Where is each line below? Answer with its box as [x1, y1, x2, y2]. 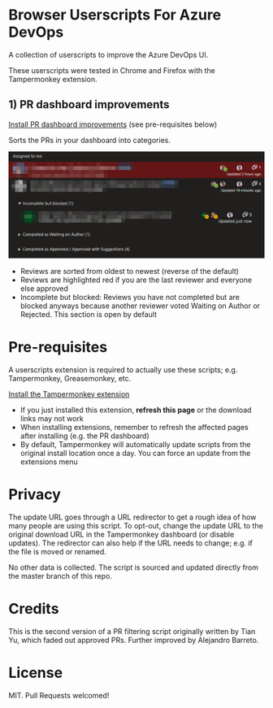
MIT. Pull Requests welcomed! [8, 690, 110, 700]
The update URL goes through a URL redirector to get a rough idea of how [8, 512, 257, 522]
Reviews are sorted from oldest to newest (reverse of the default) [19, 266, 240, 276]
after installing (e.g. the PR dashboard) [19, 431, 150, 441]
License [8, 663, 63, 682]
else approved [19, 283, 69, 293]
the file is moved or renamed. [8, 546, 107, 556]
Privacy [8, 485, 61, 503]
